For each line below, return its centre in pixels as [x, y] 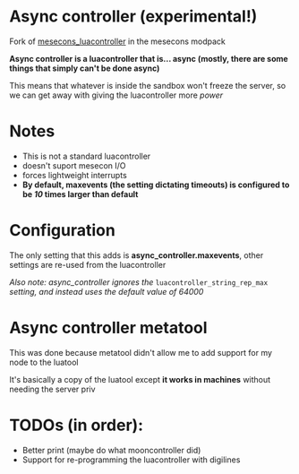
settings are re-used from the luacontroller [88, 264]
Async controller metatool [108, 328]
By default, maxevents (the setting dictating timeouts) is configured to [156, 185]
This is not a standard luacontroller [86, 156]
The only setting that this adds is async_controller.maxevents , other [137, 255]
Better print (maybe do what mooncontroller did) [111, 450]
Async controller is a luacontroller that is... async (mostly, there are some [149, 58]
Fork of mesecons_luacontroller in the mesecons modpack [117, 41]
